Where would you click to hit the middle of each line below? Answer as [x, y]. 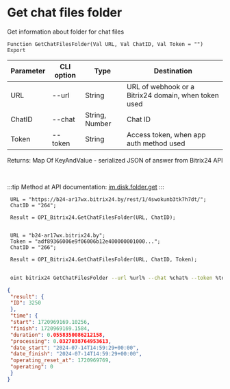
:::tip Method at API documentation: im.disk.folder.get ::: [86, 187]
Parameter [28, 71]
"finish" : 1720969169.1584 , [50, 328]
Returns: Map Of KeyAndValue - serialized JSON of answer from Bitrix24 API [115, 160]
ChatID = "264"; [33, 205]
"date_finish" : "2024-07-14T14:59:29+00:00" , [76, 354]
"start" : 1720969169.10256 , [50, 322]
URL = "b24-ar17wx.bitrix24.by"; [58, 235]
